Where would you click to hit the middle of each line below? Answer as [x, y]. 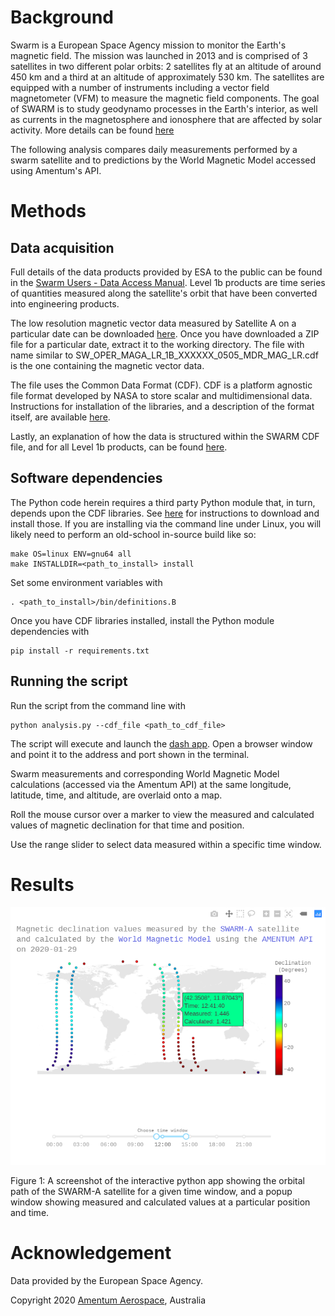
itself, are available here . [60, 417]
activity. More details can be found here [92, 130]
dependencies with [50, 631]
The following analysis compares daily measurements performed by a [154, 149]
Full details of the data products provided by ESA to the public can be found [166, 272]
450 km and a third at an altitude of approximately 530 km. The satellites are [167, 77]
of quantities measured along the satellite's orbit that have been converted [164, 293]
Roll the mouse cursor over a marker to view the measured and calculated [162, 814]
